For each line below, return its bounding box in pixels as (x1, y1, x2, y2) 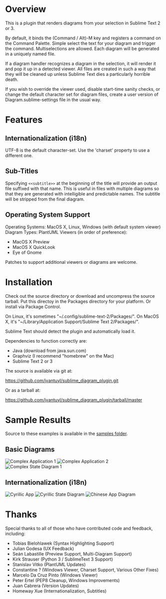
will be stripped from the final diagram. (5, 196, 85, 202)
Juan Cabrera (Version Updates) (12, 583, 79, 589)
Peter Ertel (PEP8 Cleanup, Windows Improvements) (12, 578, 120, 583)
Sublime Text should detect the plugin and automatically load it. (5, 328, 136, 334)
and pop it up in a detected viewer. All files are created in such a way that (5, 66, 156, 72)
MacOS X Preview (12, 238, 50, 245)
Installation (5, 276, 53, 288)
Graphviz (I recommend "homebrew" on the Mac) (12, 353, 114, 359)
